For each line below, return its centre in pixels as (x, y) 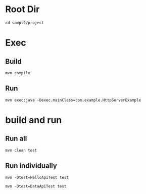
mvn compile (18, 73)
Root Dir (22, 9)
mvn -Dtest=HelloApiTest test (37, 177)
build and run (34, 120)
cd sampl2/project (25, 23)
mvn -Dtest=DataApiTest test (36, 186)
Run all (16, 139)
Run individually (31, 166)
